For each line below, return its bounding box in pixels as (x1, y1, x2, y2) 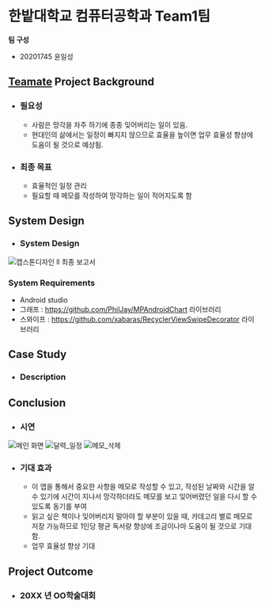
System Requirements (8, 277, 96, 288)
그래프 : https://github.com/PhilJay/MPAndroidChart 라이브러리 (19, 304, 221, 313)
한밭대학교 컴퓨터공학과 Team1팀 (8, 7, 211, 25)
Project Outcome (8, 564, 93, 578)
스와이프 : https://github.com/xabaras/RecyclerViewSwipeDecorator (19, 314, 240, 324)
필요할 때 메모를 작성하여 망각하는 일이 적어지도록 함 (31, 191, 192, 200)
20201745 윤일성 (19, 51, 74, 61)
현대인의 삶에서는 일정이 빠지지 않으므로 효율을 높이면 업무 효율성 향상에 (31, 130, 254, 139)
